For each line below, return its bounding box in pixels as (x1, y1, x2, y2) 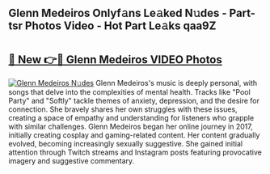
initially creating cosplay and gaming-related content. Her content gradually (8, 130, 260, 140)
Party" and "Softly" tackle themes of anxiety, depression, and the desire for (8, 96, 260, 105)
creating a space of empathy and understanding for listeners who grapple (8, 113, 255, 122)
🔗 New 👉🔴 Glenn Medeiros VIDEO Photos (8, 53, 222, 66)
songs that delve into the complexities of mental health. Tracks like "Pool (8, 87, 251, 96)
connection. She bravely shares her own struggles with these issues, (8, 104, 238, 114)
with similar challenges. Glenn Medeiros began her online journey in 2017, (8, 121, 253, 131)
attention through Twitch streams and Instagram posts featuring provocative (8, 147, 263, 157)
